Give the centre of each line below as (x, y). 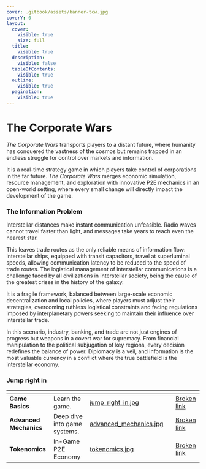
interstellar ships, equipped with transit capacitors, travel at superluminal (98, 256)
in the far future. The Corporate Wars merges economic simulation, (91, 176)
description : (29, 58)
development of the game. (40, 195)
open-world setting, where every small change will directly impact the (94, 189)
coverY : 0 (19, 18)
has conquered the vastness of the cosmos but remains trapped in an (94, 151)
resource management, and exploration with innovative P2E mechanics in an (103, 182)
